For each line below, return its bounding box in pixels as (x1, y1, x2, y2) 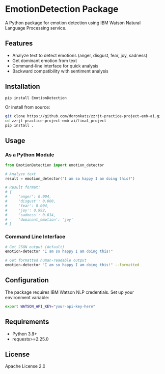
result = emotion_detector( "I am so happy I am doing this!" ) (5, 176, 135, 181)
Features (5, 39, 33, 48)
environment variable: (5, 294, 49, 300)
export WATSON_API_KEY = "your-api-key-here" (5, 304, 96, 309)
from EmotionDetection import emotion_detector (5, 163, 105, 168)
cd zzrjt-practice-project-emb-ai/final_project (5, 118, 107, 124)
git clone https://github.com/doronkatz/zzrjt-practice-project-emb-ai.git (5, 114, 164, 119)
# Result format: (5, 185, 41, 190)
